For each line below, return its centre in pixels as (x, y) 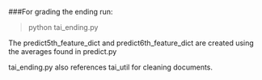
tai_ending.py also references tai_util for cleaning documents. (110, 67)
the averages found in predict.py (63, 51)
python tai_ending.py (63, 27)
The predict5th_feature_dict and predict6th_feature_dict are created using (131, 43)
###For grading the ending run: (61, 12)
